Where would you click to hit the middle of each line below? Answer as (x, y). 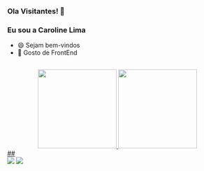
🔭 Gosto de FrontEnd (47, 53)
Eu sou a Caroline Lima (46, 29)
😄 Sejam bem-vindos (49, 46)
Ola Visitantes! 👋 (36, 11)
